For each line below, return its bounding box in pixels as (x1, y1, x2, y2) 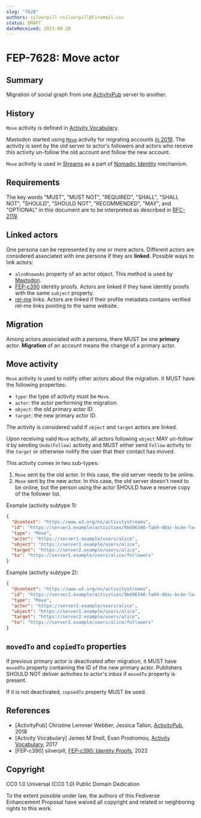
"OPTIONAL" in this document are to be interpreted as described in (6, 206, 172, 213)
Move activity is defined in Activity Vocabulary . (6, 124, 119, 132)
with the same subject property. (14, 289, 95, 297)
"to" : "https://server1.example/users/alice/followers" (11, 553, 154, 559)
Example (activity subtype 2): (6, 569, 79, 576)
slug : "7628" (6, 8, 39, 15)
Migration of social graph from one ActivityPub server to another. (6, 91, 167, 98)
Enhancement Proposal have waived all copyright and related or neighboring (6, 798, 195, 805)
